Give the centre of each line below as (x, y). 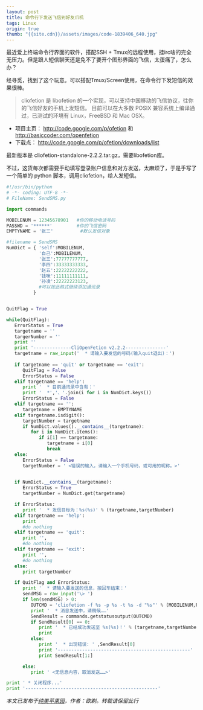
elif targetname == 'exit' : (50, 549)
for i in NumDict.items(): (64, 432)
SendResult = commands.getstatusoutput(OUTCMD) (92, 616)
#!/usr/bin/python (29, 187)
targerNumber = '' (37, 337)
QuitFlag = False (44, 370)
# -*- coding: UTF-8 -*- (37, 193)
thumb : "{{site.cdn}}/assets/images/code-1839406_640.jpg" (82, 34)
